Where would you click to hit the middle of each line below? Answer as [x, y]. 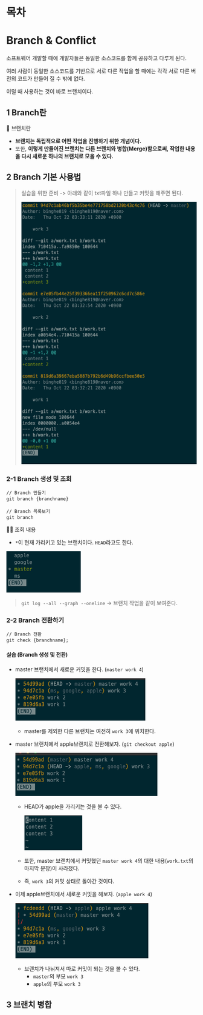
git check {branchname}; [37, 640]
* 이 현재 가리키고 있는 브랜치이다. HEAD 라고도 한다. [74, 543]
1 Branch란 [27, 112]
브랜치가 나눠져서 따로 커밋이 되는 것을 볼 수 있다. [82, 968]
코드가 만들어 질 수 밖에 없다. [51, 79]
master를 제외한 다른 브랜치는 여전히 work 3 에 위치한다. [90, 731]
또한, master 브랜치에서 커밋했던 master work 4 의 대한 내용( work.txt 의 [109, 860]
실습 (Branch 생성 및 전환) [37, 654]
